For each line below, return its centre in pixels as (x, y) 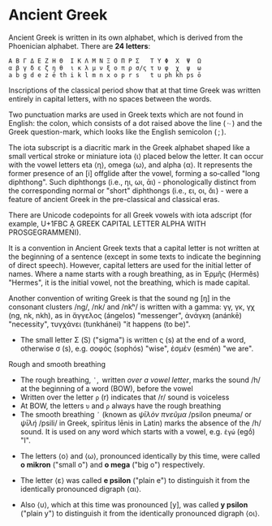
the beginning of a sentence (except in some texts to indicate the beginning (135, 257)
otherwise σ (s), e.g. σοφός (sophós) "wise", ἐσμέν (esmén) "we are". (137, 348)
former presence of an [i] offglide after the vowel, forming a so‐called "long (134, 173)
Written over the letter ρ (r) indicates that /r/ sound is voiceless (125, 397)
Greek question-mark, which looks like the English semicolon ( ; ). (117, 131)
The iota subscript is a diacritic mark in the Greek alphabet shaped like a (129, 147)
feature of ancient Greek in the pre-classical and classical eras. (114, 199)
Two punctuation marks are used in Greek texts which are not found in (126, 114)
